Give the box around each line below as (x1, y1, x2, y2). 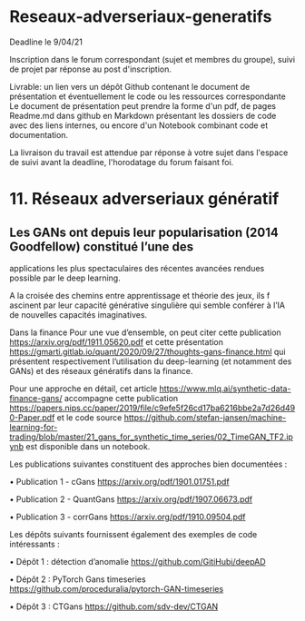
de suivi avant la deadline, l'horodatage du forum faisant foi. (9, 156, 234, 167)
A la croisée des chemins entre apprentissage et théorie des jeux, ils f (9, 290, 271, 301)
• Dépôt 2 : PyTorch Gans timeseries (9, 574, 147, 585)
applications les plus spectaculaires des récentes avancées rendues (9, 262, 265, 273)
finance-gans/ (9, 392, 63, 403)
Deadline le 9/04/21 (9, 36, 84, 47)
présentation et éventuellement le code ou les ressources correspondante (9, 91, 286, 102)
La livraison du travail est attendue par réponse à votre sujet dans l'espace (9, 147, 289, 158)
